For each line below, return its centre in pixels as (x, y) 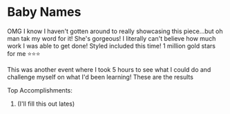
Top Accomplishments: (40, 90)
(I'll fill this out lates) (46, 104)
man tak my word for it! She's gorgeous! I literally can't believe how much (112, 38)
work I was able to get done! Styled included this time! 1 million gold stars (112, 46)
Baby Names (44, 12)
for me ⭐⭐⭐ (24, 53)
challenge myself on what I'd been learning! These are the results (100, 77)
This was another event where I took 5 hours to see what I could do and (109, 69)
